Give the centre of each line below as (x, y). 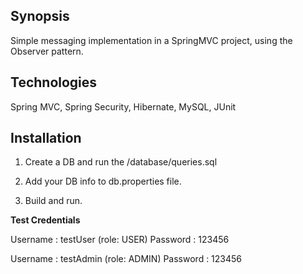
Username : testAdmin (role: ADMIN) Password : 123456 (126, 259)
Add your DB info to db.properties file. (103, 181)
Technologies (54, 82)
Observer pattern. (47, 51)
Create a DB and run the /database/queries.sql (121, 162)
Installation (46, 138)
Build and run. (53, 201)
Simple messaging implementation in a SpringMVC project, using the (151, 40)
